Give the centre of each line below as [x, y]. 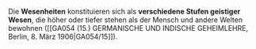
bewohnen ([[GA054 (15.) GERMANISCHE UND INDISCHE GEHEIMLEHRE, [128, 28]
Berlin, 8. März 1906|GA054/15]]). [63, 36]
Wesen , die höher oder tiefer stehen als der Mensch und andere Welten [126, 20]
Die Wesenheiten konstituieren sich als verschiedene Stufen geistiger [124, 11]
